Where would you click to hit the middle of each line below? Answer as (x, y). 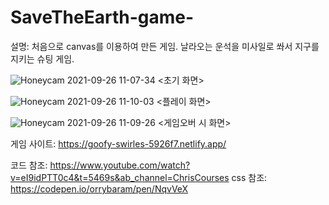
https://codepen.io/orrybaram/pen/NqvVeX (99, 188)
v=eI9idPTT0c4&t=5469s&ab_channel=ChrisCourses (120, 177)
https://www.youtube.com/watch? (120, 165)
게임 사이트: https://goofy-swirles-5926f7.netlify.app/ (118, 143)
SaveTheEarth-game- (102, 17)
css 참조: (249, 177)
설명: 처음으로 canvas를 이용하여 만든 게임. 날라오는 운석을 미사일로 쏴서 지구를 (165, 46)
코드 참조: (29, 165)
